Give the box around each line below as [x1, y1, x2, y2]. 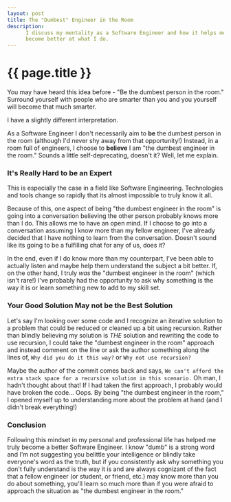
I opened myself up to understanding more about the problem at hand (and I [7, 395, 223, 404]
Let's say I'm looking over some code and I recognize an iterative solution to [7, 316, 223, 325]
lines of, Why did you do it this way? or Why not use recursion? [7, 353, 191, 361]
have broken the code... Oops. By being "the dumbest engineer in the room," [7, 388, 224, 396]
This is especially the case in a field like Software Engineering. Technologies [7, 184, 223, 193]
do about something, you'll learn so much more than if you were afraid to [7, 479, 214, 488]
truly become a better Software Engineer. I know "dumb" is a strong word [7, 443, 215, 451]
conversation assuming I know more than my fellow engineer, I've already [7, 226, 215, 234]
